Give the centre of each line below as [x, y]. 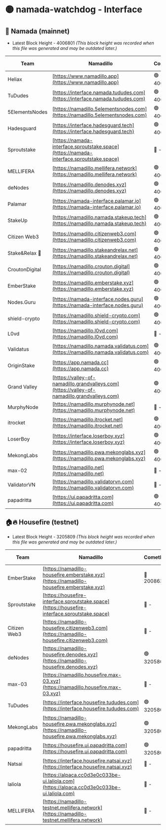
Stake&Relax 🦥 [24, 253]
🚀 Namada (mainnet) [38, 31]
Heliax [15, 79]
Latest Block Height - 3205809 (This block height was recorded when [83, 537]
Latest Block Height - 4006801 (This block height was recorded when [83, 43]
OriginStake [21, 365]
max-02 [17, 471]
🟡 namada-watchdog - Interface [74, 10]
